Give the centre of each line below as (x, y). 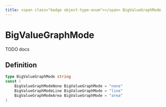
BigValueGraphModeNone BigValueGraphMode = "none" (69, 86)
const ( (13, 82)
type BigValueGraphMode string (38, 77)
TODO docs (17, 49)
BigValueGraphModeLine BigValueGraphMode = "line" (69, 91)
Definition (21, 65)
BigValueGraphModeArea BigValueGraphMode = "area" (69, 95)
